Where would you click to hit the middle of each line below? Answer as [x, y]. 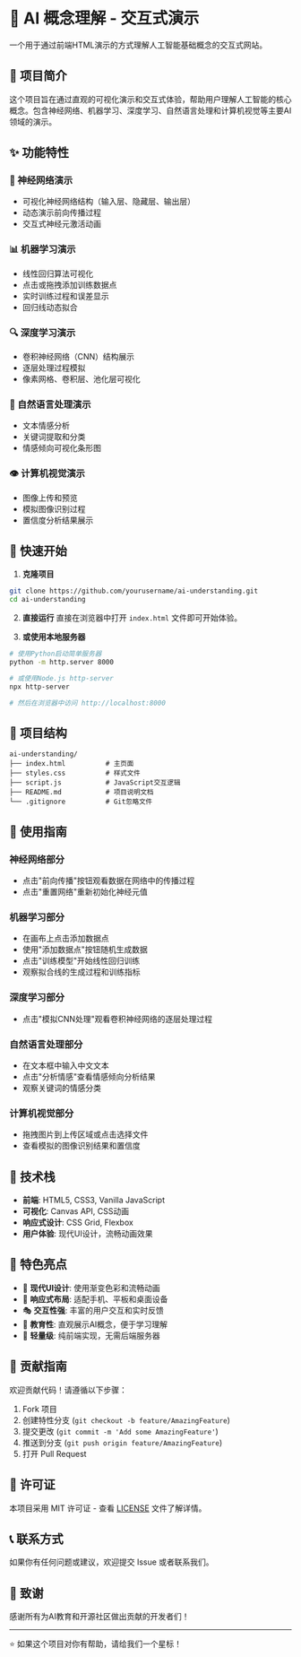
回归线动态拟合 [50, 307]
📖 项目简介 [38, 76]
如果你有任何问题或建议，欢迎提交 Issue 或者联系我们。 [112, 1562]
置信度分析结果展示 [58, 520]
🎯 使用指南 [38, 832]
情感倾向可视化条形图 [61, 448]
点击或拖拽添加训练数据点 [69, 284]
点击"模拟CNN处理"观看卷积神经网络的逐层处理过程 [117, 1019]
